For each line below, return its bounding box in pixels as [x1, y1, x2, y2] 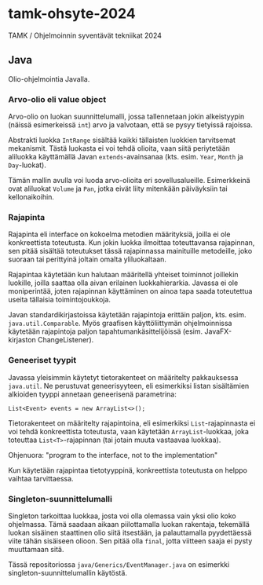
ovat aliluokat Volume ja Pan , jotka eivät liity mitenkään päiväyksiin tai [8, 184, 228, 193]
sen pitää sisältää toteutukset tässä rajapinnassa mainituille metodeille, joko [8, 247, 253, 256]
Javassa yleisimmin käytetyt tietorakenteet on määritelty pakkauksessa [8, 372, 239, 382]
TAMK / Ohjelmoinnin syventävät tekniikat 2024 [8, 31, 163, 40]
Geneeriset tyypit [8, 355, 77, 366]
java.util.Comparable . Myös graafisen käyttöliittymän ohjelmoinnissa [8, 319, 232, 328]
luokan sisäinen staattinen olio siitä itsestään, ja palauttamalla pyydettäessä [8, 528, 252, 537]
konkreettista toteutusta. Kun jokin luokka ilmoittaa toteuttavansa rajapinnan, [8, 238, 255, 247]
